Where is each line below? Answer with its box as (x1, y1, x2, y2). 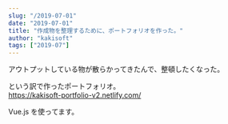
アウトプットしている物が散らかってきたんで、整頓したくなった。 (8, 65, 225, 74)
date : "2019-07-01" (8, 19, 74, 27)
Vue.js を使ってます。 (8, 107, 79, 117)
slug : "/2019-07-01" (8, 11, 78, 20)
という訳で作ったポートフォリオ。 (8, 82, 121, 91)
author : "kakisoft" (8, 34, 74, 42)
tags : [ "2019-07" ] (8, 42, 70, 50)
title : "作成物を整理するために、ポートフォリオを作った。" (8, 26, 184, 34)
